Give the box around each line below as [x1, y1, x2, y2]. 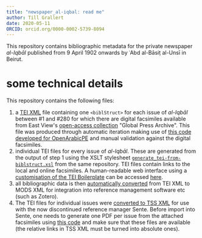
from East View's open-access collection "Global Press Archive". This [15, 122, 190, 129]
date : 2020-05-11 [6, 20, 50, 26]
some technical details [6, 77, 124, 91]
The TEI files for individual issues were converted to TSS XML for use [15, 199, 190, 207]
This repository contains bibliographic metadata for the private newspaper [6, 43, 193, 50]
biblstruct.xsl [15, 162, 54, 168]
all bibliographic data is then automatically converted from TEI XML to [15, 180, 190, 187]
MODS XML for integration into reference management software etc [15, 186, 186, 194]
